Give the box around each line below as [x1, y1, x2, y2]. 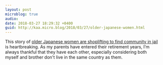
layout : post [5, 7, 32, 12]
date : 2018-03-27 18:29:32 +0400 [5, 21, 73, 26]
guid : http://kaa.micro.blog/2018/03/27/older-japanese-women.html [5, 25, 145, 30]
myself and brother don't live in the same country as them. [5, 54, 123, 60]
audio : [5, 16, 19, 21]
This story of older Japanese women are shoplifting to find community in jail [5, 39, 158, 44]
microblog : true [5, 12, 38, 17]
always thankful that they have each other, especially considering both [5, 49, 147, 55]
